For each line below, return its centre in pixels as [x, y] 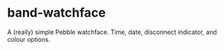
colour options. [29, 39]
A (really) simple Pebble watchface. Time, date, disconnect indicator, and [112, 32]
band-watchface [57, 13]
